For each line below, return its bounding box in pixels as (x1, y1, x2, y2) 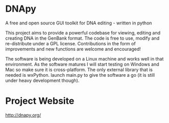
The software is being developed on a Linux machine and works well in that (5, 55, 164, 61)
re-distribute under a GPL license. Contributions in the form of (5, 40, 136, 46)
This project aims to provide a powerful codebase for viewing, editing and (5, 29, 161, 36)
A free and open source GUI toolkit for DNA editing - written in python (5, 20, 152, 26)
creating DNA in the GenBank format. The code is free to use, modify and (5, 35, 160, 41)
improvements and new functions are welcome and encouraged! (5, 46, 141, 52)
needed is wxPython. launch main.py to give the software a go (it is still (5, 72, 155, 78)
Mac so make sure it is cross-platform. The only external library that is (5, 67, 153, 73)
